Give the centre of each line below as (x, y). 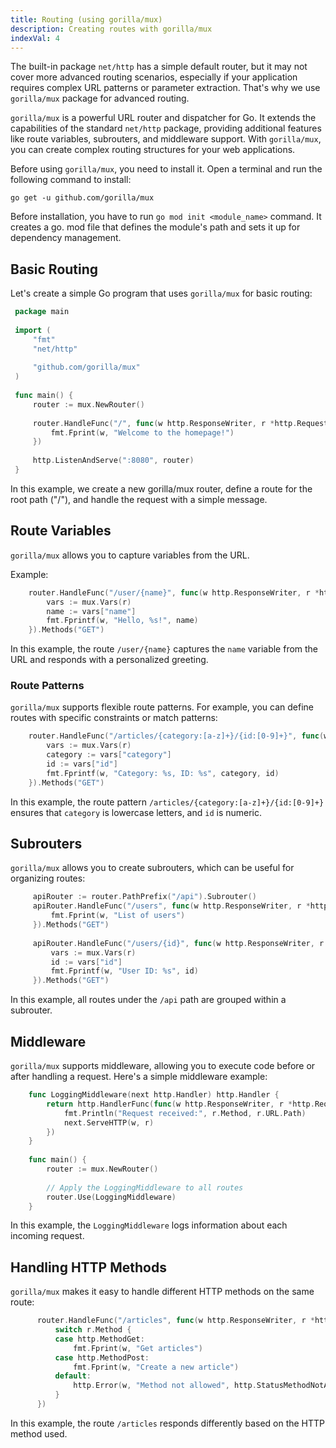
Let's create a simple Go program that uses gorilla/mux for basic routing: (161, 293)
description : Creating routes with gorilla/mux (111, 29)
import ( (33, 330)
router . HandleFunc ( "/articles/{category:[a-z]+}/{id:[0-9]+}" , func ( (176, 736)
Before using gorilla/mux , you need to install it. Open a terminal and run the (166, 169)
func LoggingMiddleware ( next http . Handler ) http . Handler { (154, 1095)
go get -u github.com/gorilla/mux (82, 198)
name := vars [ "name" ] (91, 611)
